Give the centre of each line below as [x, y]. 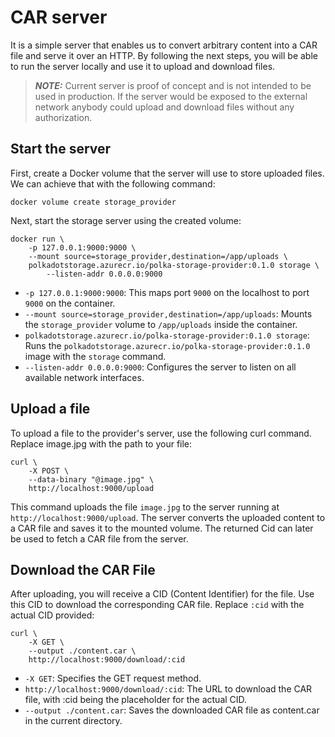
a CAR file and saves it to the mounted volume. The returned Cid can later [162, 528]
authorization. [63, 117]
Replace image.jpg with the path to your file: [101, 443]
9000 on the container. [70, 303]
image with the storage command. [95, 356]
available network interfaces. [84, 377]
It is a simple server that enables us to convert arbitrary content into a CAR [164, 45]
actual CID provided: [52, 615]
